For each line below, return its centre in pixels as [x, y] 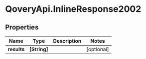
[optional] [98, 49]
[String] [39, 49]
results [16, 49]
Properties [22, 27]
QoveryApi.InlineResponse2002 [73, 9]
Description [67, 41]
